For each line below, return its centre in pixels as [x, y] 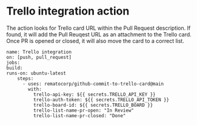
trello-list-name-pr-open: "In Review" [84, 110]
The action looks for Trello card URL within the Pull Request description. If [98, 28]
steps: [25, 78]
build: [15, 68]
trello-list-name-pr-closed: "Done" [79, 116]
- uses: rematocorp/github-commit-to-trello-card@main [93, 84]
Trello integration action [68, 11]
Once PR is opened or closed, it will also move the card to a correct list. [95, 41]
